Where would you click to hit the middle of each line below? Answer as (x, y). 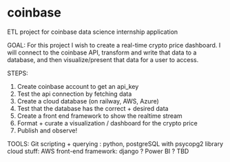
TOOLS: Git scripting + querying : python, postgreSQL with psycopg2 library (115, 143)
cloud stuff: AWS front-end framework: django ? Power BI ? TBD (98, 151)
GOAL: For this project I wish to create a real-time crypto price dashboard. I (114, 45)
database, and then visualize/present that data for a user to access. (103, 59)
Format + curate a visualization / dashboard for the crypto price (107, 123)
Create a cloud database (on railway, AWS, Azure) (88, 101)
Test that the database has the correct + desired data (93, 108)
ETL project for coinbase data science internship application (93, 32)
